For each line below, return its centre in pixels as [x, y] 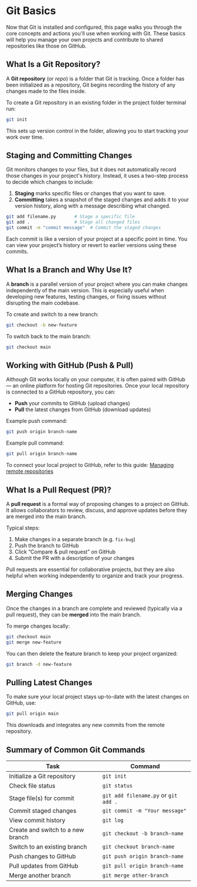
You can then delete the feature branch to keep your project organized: [92, 653]
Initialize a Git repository [43, 776]
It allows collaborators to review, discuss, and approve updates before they [97, 510]
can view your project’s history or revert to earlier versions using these [91, 245]
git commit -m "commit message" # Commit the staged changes [84, 228]
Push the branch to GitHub [47, 546]
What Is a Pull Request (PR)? [59, 490]
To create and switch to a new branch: [52, 314]
